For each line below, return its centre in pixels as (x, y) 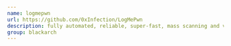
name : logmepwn (29, 13)
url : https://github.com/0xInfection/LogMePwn (75, 20)
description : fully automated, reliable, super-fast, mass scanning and (113, 26)
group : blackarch (32, 32)
